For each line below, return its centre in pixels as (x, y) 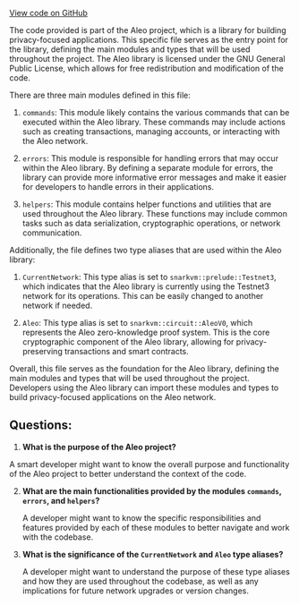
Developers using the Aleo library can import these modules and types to (144, 388)
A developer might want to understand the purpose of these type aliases (156, 571)
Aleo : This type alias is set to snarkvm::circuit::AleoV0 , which (137, 323)
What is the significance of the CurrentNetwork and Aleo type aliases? (153, 554)
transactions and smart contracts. (127, 351)
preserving (42, 351)
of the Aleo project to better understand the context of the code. (128, 473)
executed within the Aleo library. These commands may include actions (154, 122)
